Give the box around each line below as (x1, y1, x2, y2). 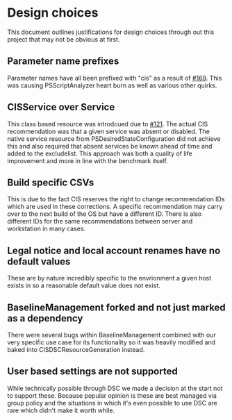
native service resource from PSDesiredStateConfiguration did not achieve (7, 134, 221, 143)
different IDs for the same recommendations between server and (7, 217, 193, 226)
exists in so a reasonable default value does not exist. (7, 281, 161, 289)
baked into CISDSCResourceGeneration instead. (7, 346, 145, 353)
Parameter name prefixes (7, 56, 119, 67)
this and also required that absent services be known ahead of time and (7, 142, 213, 150)
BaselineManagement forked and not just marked (7, 301, 226, 313)
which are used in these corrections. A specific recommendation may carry (7, 203, 223, 211)
